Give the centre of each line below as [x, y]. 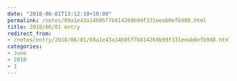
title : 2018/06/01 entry [44, 27]
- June [17, 54]
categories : [25, 46]
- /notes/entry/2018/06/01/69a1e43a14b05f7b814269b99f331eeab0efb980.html [120, 40]
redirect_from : [30, 33]
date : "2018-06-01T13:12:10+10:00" [60, 14]
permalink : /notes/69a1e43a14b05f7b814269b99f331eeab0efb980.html [107, 20]
